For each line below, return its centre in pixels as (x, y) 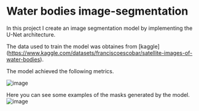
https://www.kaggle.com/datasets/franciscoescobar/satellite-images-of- (100, 52)
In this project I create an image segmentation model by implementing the (99, 28)
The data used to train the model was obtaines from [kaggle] (83, 46)
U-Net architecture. (31, 34)
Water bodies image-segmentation (97, 11)
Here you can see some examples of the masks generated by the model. (98, 95)
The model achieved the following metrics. (60, 71)
